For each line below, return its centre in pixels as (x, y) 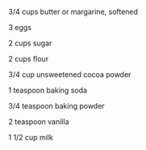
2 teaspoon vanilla (39, 122)
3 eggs (20, 27)
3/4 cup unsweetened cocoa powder (70, 75)
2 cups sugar (30, 43)
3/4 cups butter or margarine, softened (73, 12)
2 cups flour (29, 59)
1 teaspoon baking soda (48, 90)
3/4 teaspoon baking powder (56, 106)
